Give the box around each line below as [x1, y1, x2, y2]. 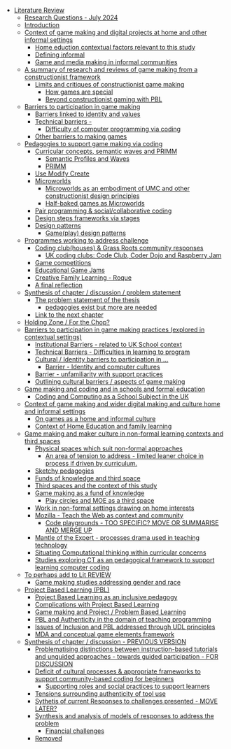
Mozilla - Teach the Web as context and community [34, 511, 184, 520]
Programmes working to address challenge [24, 236, 149, 244]
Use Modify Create [34, 169, 90, 178]
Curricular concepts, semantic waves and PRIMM [34, 147, 177, 155]
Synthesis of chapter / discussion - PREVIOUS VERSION [24, 638, 187, 645]
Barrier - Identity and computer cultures [45, 363, 160, 371]
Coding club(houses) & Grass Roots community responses [34, 244, 204, 252]
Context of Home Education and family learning [34, 422, 172, 430]
